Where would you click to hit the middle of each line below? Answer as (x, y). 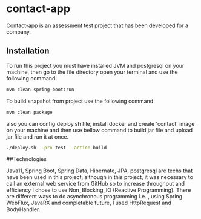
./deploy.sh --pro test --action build (57, 148)
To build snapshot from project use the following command (80, 101)
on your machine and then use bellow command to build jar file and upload (99, 130)
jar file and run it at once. (38, 136)
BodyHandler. (23, 209)
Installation (28, 51)
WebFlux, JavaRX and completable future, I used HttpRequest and (89, 203)
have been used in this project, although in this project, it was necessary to (100, 177)
